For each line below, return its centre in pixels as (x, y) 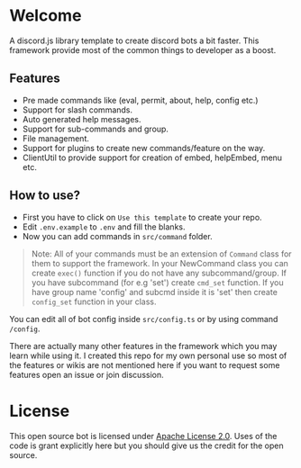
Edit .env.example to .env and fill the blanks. (104, 227)
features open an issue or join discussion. (87, 374)
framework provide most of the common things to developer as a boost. (143, 49)
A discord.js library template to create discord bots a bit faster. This (134, 40)
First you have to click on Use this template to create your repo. (142, 217)
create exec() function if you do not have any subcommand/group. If (159, 273)
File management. (56, 138)
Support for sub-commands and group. (96, 129)
